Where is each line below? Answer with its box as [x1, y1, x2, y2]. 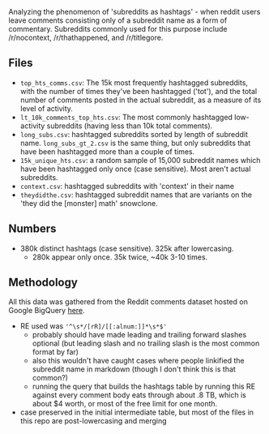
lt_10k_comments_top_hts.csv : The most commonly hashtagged [19, 112, 233, 122]
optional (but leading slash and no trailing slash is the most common [32, 338, 260, 348]
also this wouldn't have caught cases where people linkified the [32, 356, 245, 366]
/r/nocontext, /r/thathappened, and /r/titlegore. [8, 32, 164, 42]
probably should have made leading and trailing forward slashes [32, 330, 247, 340]
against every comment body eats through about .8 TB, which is [32, 390, 247, 400]
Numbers [8, 222, 57, 236]
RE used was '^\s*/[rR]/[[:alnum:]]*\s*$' [19, 321, 168, 331]
